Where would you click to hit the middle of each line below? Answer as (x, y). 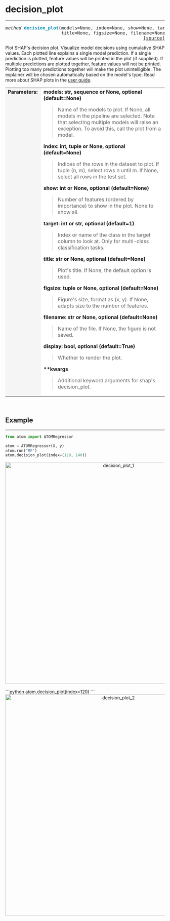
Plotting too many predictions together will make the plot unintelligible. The (83, 69)
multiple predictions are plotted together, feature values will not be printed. (83, 64)
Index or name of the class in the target (104, 235)
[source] (154, 38)
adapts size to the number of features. (103, 306)
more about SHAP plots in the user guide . (49, 80)
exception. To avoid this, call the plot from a (109, 129)
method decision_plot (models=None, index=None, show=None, (80, 28)
